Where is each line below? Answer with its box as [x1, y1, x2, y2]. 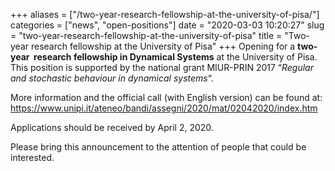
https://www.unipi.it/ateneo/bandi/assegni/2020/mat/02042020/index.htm [10, 102, 318, 114]
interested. [10, 152, 55, 163]
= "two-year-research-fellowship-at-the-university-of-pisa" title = [10, 30, 283, 41]
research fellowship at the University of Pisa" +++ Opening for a [30, 40, 296, 52]
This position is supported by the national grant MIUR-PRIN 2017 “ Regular [10, 62, 314, 73]
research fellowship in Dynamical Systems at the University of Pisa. [33, 51, 318, 63]
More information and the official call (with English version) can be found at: [10, 92, 323, 103]
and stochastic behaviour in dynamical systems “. [10, 72, 214, 84]
